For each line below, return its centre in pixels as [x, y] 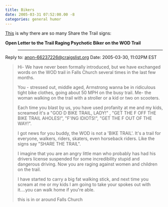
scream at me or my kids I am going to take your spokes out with [84, 184]
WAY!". [24, 123]
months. [26, 77]
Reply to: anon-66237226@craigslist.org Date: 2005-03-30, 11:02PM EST [81, 57]
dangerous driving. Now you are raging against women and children [87, 164]
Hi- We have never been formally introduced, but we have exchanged [89, 67]
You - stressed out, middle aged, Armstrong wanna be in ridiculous [86, 87]
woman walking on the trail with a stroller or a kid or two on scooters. [88, 98]
